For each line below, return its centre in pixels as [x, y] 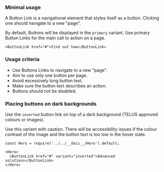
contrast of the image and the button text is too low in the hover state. [76, 134]
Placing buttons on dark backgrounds [51, 104]
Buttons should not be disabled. [44, 91]
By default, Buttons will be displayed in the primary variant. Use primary [78, 33]
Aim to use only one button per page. [50, 75]
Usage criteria [22, 59]
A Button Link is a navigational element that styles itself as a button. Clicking [82, 18]
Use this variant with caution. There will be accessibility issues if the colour [81, 129]
